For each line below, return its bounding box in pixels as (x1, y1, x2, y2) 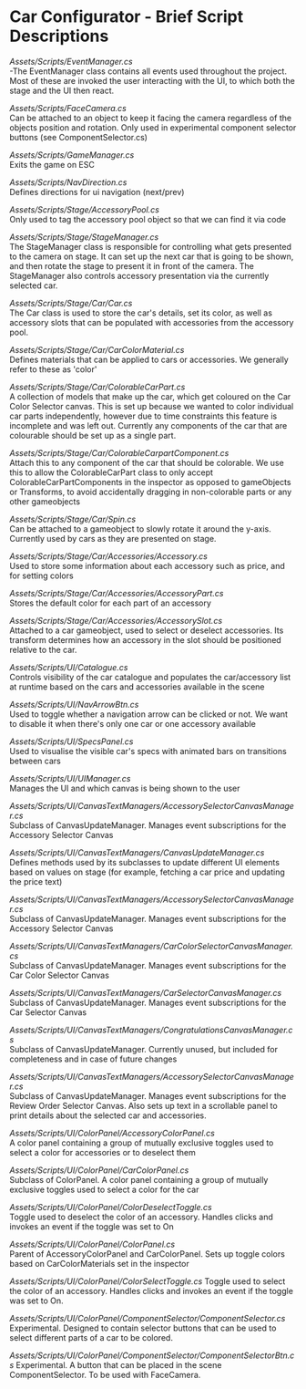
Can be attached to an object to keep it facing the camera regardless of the (9, 112, 292, 123)
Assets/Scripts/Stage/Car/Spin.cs (9, 513, 137, 524)
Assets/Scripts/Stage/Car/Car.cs (9, 297, 133, 308)
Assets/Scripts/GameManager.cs (9, 149, 135, 161)
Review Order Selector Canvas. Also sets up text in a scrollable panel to (9, 1100, 278, 1111)
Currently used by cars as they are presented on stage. (9, 533, 217, 544)
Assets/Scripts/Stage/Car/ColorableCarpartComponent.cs (9, 447, 229, 458)
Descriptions (9, 26, 109, 47)
